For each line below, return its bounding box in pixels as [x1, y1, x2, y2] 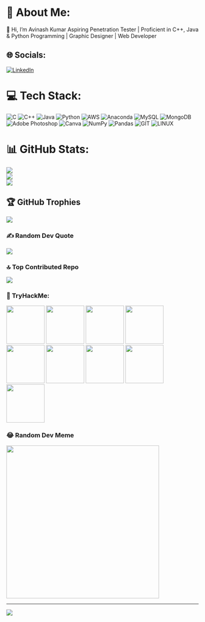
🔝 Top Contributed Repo [6, 262, 79, 271]
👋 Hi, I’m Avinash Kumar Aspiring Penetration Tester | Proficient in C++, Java [6, 26, 199, 33]
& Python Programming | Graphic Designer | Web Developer [6, 32, 157, 39]
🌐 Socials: [6, 50, 46, 61]
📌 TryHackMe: [6, 291, 50, 300]
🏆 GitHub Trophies [6, 197, 81, 207]
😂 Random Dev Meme [6, 431, 74, 440]
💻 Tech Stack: [6, 89, 82, 103]
